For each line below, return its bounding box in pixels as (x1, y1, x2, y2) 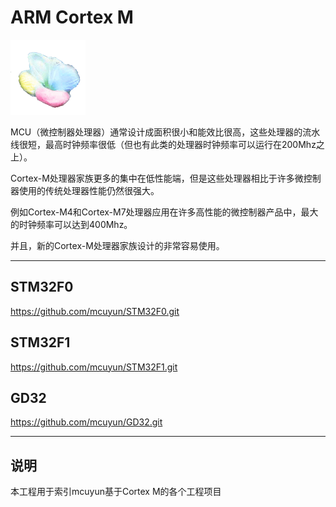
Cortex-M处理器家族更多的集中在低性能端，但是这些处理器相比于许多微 (10, 172, 304, 184)
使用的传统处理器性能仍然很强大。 (18, 184, 160, 196)
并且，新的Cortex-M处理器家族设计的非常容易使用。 (10, 239, 225, 251)
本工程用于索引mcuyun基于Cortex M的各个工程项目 (10, 486, 222, 498)
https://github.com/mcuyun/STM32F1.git (10, 361, 178, 373)
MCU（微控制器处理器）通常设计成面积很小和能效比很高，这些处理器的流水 (10, 126, 321, 138)
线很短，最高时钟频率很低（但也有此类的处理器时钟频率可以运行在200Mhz (10, 138, 317, 150)
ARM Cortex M (10, 6, 134, 29)
